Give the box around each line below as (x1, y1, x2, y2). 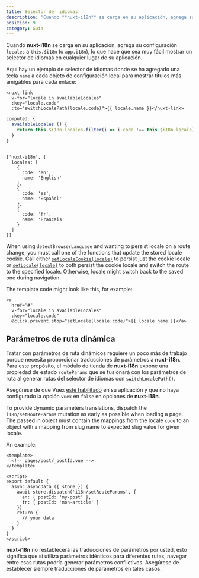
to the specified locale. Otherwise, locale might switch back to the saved (6, 268, 184, 275)
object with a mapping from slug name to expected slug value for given (6, 423, 180, 431)
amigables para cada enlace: (6, 78, 77, 86)
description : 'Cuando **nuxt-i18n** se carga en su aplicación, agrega (6, 14, 187, 20)
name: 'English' (21, 175, 62, 181)
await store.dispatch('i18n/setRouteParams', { (17, 489, 136, 495)
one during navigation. (6, 274, 61, 281)
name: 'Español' (21, 196, 62, 202)
